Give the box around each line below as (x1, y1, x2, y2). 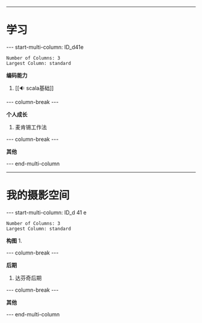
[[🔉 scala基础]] (14, 84, 54, 91)
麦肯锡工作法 (14, 123, 47, 131)
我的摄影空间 (6, 189, 70, 202)
